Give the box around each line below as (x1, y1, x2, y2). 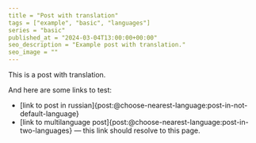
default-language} (19, 109, 79, 119)
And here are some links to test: (8, 85, 113, 95)
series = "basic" (8, 26, 66, 34)
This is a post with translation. (8, 70, 106, 79)
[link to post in (19, 100, 67, 110)
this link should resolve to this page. (82, 126, 201, 135)
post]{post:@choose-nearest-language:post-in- (92, 118, 249, 126)
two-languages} (19, 126, 73, 135)
